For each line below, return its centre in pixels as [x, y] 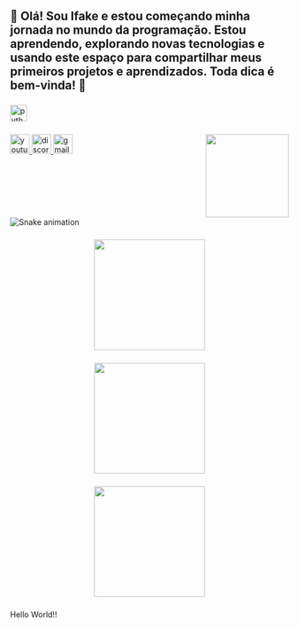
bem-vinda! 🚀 [48, 85]
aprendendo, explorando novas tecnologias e [138, 44]
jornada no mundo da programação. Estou [128, 31]
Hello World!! [34, 614]
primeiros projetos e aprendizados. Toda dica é [142, 72]
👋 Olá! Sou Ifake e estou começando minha [130, 16]
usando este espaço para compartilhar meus [136, 58]
